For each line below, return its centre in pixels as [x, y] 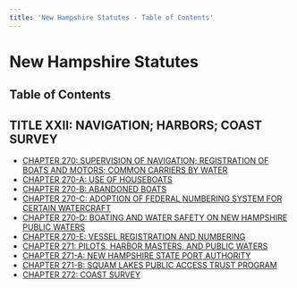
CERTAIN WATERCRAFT [67, 208]
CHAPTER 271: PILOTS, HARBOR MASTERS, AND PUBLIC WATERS [145, 246]
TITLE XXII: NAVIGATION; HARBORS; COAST [136, 125]
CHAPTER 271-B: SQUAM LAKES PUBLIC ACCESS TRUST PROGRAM [149, 266]
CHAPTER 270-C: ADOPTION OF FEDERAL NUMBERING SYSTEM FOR [152, 199]
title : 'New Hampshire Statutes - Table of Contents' [112, 17]
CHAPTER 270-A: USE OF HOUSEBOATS [97, 180]
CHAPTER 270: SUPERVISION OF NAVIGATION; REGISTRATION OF [145, 161]
